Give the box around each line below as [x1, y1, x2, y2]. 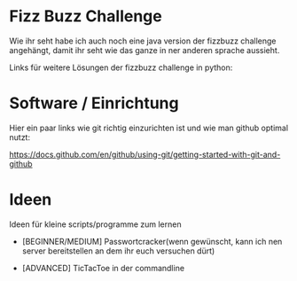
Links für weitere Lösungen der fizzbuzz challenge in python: [9, 62, 233, 73]
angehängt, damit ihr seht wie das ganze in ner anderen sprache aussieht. [9, 44, 280, 55]
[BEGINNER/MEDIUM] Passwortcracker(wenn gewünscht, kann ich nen [21, 236, 283, 246]
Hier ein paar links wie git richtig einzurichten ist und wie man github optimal [9, 122, 289, 133]
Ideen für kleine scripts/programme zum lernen [9, 219, 182, 230]
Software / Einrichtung [9, 93, 179, 113]
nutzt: [9, 131, 31, 143]
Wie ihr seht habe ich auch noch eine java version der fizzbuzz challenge [9, 35, 277, 46]
